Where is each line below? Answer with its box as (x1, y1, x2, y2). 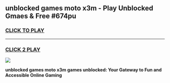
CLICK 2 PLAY (5, 46, 40, 53)
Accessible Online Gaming (5, 72, 62, 78)
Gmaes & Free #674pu (5, 12, 77, 21)
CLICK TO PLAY (5, 27, 45, 34)
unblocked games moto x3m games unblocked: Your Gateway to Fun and (5, 66, 162, 72)
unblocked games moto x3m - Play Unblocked (5, 4, 153, 13)
